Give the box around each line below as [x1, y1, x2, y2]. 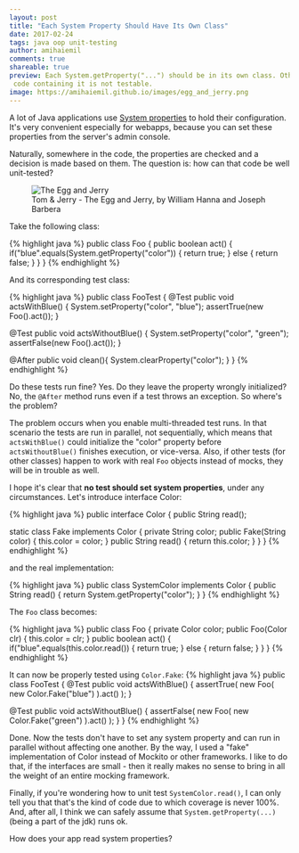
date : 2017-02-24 [9, 29, 74, 38]
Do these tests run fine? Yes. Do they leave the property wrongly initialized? [9, 381, 287, 392]
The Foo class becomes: [9, 606, 98, 617]
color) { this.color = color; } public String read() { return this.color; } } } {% [9, 536, 280, 546]
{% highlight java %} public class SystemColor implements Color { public [9, 579, 277, 590]
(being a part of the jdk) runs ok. [9, 816, 128, 826]
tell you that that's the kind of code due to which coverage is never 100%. [9, 797, 279, 808]
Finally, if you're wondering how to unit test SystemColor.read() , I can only [9, 787, 282, 798]
